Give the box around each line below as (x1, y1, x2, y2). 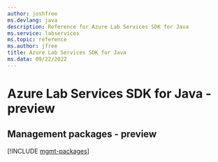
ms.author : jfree (7, 43, 58, 50)
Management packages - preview (7, 128, 157, 140)
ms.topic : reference (7, 36, 68, 43)
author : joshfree (7, 10, 58, 17)
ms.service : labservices (7, 29, 80, 37)
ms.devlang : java (7, 17, 58, 24)
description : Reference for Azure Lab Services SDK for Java (7, 23, 189, 30)
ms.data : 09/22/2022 (7, 56, 68, 63)
